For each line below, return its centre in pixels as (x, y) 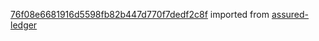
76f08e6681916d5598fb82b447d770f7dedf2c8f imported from (140, 14)
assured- (290, 14)
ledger (24, 25)
